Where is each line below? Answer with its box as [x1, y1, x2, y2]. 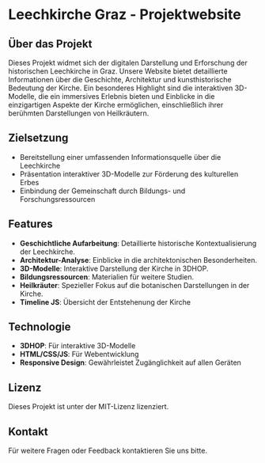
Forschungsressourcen [19, 194, 96, 203]
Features [8, 218, 53, 231]
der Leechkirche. [19, 247, 75, 256]
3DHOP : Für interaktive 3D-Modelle [19, 341, 136, 351]
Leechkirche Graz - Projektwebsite [8, 6, 241, 24]
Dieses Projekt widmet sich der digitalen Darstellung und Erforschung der [8, 58, 248, 67]
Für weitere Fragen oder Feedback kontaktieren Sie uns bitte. [8, 446, 208, 456]
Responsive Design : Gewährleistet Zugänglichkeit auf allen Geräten [19, 358, 241, 367]
